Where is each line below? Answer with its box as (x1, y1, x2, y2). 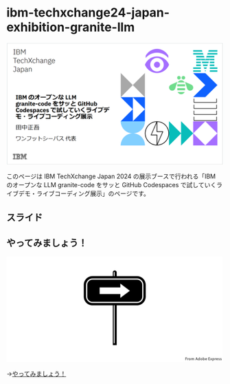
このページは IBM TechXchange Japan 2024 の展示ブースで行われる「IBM (6, 172, 216, 180)
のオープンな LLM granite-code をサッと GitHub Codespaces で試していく (6, 181, 217, 189)
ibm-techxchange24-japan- (6, 5, 170, 21)
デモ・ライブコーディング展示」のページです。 (18, 189, 150, 198)
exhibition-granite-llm (6, 19, 135, 35)
